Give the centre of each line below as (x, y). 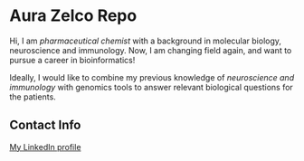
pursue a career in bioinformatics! (72, 60)
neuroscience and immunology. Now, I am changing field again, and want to (151, 50)
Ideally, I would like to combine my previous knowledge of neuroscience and (152, 77)
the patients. (33, 97)
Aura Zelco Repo (73, 16)
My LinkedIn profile (45, 147)
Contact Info (45, 125)
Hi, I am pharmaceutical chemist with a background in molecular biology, (146, 41)
